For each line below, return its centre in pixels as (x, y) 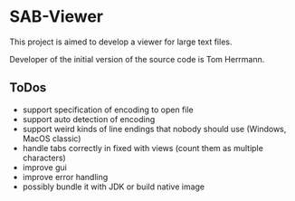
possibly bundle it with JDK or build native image (114, 187)
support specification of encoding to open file (108, 110)
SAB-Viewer (57, 17)
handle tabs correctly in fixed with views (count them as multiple (143, 148)
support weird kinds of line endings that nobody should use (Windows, (154, 129)
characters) (44, 158)
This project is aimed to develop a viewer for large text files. (121, 42)
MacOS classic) (52, 139)
